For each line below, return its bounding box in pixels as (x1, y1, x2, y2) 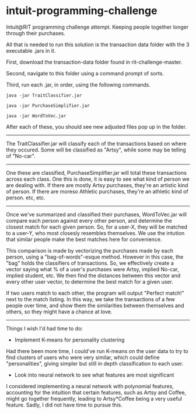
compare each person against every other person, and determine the (6, 217, 172, 224)
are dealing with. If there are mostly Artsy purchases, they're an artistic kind (6, 181, 188, 188)
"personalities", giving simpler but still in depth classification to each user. (6, 360, 184, 367)
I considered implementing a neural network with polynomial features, (6, 382, 174, 389)
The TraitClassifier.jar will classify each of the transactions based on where (6, 140, 187, 147)
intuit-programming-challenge (6, 4, 157, 18)
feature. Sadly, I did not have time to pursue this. (6, 401, 123, 408)
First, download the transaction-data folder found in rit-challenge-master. (6, 58, 183, 65)
